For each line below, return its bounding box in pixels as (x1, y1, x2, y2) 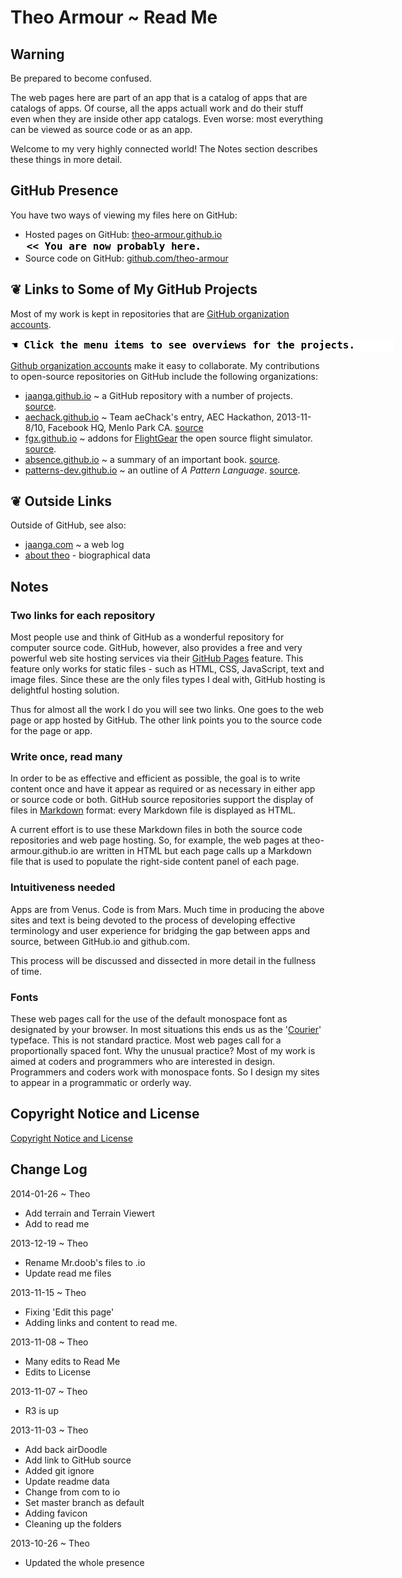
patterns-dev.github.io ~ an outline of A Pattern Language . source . (24, 464, 301, 476)
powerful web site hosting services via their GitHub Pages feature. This (10, 652, 304, 665)
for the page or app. (10, 725, 93, 737)
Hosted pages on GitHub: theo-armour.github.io (24, 228, 223, 240)
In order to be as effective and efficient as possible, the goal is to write (10, 772, 301, 785)
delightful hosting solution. (10, 684, 120, 696)
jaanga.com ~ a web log (24, 539, 125, 551)
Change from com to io (24, 1486, 121, 1498)
